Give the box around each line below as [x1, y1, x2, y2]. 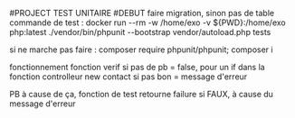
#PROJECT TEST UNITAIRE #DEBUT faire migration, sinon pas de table [9, 8, 274, 18]
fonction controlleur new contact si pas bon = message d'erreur [9, 71, 248, 82]
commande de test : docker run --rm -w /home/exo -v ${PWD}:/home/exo [9, 17, 287, 28]
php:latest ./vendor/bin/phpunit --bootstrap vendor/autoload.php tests [9, 27, 271, 37]
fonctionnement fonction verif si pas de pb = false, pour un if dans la [9, 62, 265, 72]
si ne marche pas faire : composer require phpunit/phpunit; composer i [9, 44, 273, 55]
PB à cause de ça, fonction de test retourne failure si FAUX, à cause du [9, 89, 274, 99]
